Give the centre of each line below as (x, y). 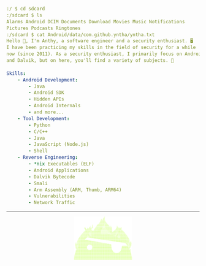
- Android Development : (48, 80)
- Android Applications (59, 170)
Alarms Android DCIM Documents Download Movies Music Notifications (96, 21)
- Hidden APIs (46, 99)
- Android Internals (55, 106)
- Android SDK (46, 93)
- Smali (38, 183)
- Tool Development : (44, 118)
